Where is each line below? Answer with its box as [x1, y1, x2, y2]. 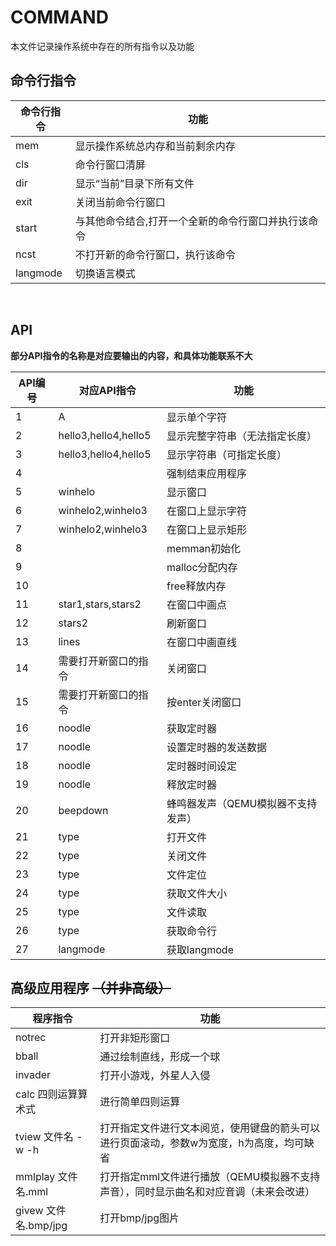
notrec [15, 1031, 47, 1045]
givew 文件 [15, 1204, 67, 1218]
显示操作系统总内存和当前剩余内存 [74, 139, 236, 153]
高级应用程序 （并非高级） [10, 979, 172, 996]
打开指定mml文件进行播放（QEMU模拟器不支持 [99, 1170, 321, 1184]
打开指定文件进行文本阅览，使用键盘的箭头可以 [99, 1121, 321, 1135]
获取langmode [166, 942, 234, 956]
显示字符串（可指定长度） [166, 447, 288, 461]
